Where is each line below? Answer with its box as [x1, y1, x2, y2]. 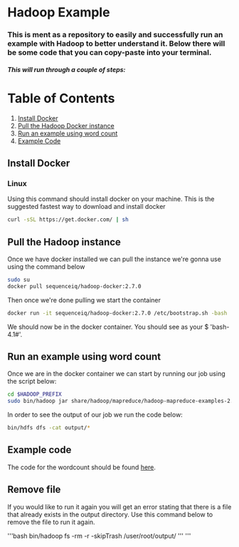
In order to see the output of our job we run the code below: [7, 411, 183, 419]
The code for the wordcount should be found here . [7, 463, 156, 471]
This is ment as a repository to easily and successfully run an [7, 30, 223, 40]
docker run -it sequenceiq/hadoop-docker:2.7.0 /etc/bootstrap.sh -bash [7, 310, 228, 317]
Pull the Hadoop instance [7, 236, 121, 248]
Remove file [7, 484, 61, 496]
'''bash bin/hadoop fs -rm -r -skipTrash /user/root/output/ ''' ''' [7, 531, 191, 540]
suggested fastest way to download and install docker [7, 203, 166, 211]
